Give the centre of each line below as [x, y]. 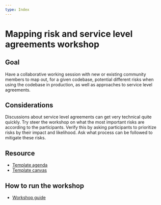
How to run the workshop [45, 186]
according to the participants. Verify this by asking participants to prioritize [81, 128]
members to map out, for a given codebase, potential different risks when [79, 79]
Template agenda [30, 165]
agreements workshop [52, 44]
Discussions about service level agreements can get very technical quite [79, 117]
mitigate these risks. [26, 138]
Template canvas [29, 170]
